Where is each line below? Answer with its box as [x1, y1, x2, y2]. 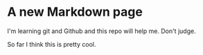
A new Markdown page [7, 4, 143, 20]
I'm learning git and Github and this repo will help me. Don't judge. [7, 27, 196, 35]
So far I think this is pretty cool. [7, 40, 96, 48]
